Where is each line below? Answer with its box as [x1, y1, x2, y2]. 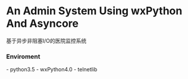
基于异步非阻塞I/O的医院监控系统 [6, 37, 87, 44]
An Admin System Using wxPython [6, 4, 183, 18]
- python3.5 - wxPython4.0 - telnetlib [6, 66, 98, 73]
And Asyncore [6, 17, 79, 30]
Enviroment [6, 52, 40, 61]
